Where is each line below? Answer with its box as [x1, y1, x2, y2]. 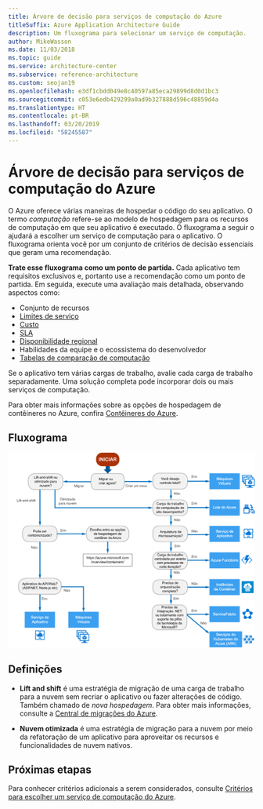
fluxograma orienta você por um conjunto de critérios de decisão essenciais [8, 239, 254, 249]
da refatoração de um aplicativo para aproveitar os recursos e [19, 732, 219, 742]
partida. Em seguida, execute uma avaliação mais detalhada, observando [8, 279, 244, 289]
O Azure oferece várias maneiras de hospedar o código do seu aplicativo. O [8, 206, 253, 215]
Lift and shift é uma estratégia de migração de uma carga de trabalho [19, 683, 245, 693]
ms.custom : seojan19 [8, 78, 76, 86]
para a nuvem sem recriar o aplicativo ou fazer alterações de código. [19, 691, 243, 701]
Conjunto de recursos [19, 303, 90, 312]
